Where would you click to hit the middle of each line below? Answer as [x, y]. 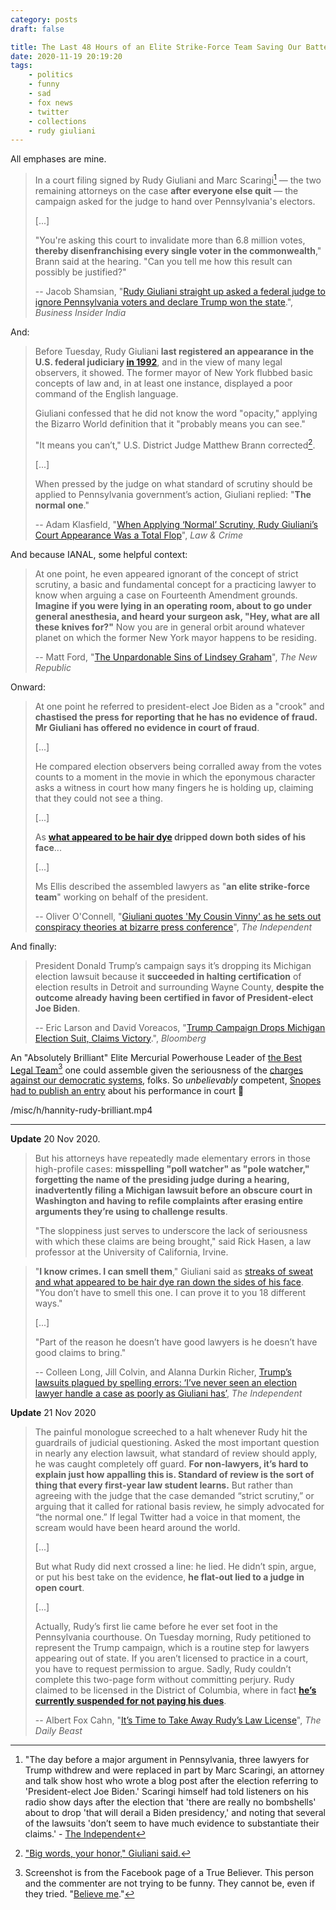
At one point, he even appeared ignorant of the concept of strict [166, 573]
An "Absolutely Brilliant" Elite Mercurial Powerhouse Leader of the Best [156, 1057]
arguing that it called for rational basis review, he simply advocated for [179, 1507]
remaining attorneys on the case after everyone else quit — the [166, 190]
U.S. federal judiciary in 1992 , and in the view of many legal [158, 362]
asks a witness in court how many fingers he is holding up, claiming [174, 787]
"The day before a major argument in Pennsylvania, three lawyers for [167, 1760]
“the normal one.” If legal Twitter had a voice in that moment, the [168, 1517]
